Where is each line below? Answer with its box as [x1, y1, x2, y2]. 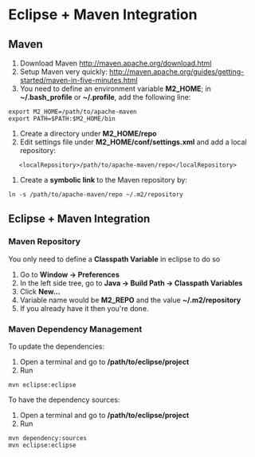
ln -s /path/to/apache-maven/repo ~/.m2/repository [8, 191, 183, 199]
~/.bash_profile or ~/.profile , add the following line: [19, 93, 191, 101]
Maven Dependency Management [8, 323, 143, 334]
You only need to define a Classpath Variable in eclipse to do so [8, 254, 221, 264]
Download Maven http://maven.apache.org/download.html [19, 58, 212, 68]
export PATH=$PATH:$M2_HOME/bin [8, 115, 116, 123]
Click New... [19, 286, 61, 296]
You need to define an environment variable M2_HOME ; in [19, 84, 211, 93]
